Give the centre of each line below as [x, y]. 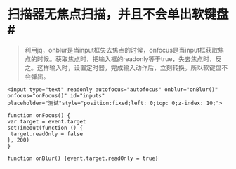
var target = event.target [47, 121]
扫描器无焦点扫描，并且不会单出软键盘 [118, 14]
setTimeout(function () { [45, 128]
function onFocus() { [39, 115]
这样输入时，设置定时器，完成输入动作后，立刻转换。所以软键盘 [129, 67]
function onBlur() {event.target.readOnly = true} [83, 158]
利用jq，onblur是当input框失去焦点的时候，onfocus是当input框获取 [121, 50]
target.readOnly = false [46, 134]
